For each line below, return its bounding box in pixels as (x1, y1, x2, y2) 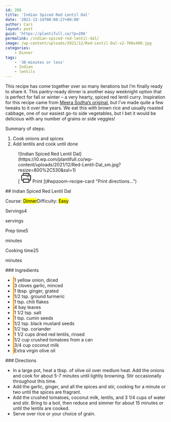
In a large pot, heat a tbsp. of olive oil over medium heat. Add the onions (12, 367, 165, 373)
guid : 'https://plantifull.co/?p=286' (5, 31, 88, 36)
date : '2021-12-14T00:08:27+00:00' (5, 17, 81, 22)
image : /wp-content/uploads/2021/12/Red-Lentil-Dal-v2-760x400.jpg (5, 41, 152, 46)
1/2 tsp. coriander (14, 326, 51, 332)
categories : (5, 45, 31, 51)
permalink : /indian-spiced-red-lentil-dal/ (5, 36, 100, 41)
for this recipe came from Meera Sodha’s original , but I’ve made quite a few (5, 100, 164, 105)
